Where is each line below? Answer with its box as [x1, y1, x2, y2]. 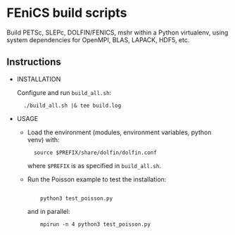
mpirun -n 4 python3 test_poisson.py [40, 220, 151, 228]
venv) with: [27, 135, 61, 144]
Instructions [6, 56, 61, 68]
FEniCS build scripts [6, 5, 127, 21]
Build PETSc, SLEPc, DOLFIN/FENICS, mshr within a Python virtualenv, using [6, 28, 229, 37]
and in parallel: [27, 207, 70, 215]
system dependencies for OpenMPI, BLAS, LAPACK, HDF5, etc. [6, 35, 190, 44]
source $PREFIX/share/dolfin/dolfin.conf [33, 149, 158, 156]
